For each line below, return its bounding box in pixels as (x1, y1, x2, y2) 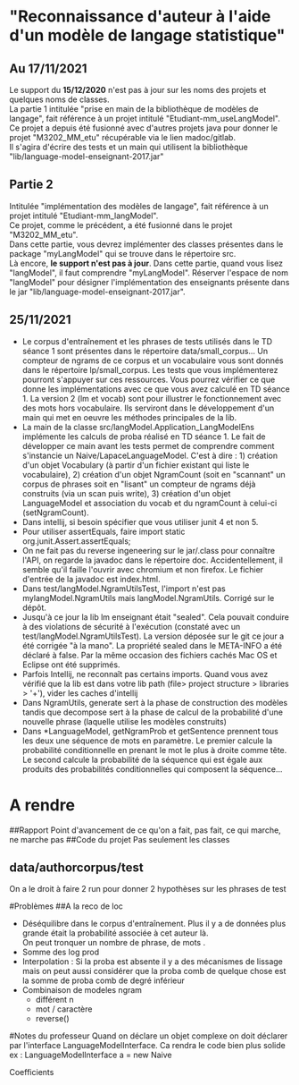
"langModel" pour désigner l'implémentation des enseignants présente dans (9, 276, 290, 287)
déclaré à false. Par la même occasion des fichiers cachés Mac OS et (21, 649, 278, 660)
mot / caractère (35, 1004, 93, 1014)
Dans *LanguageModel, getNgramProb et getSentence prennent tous (21, 725, 278, 736)
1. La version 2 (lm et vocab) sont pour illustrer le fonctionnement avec (21, 393, 282, 403)
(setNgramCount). (21, 507, 89, 518)
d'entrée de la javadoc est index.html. (21, 573, 161, 584)
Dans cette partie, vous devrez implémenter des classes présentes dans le (9, 239, 284, 250)
